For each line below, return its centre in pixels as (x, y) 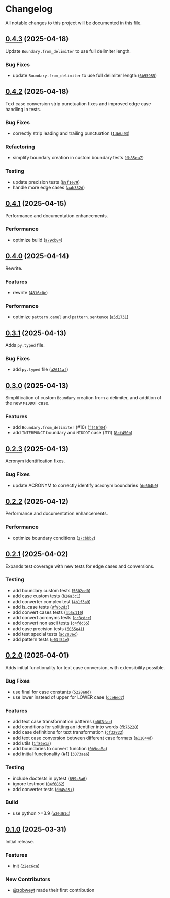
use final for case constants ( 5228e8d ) (52, 692)
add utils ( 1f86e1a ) (32, 743)
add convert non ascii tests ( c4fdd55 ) (51, 623)
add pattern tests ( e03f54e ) (41, 639)
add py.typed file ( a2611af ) (40, 369)
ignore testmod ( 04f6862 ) (39, 784)
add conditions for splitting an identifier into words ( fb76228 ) (75, 727)
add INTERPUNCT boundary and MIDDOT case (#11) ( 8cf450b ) (73, 433)
